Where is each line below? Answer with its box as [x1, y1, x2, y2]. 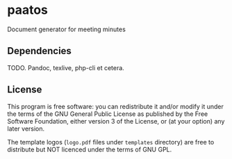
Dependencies [7, 45, 72, 57]
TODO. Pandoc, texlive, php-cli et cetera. [7, 63, 125, 72]
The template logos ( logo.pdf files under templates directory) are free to [7, 137, 215, 146]
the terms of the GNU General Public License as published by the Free [7, 110, 208, 118]
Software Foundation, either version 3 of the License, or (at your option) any [7, 117, 225, 125]
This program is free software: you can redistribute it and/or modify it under [7, 102, 224, 110]
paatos [7, 2, 49, 18]
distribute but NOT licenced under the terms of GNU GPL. [7, 145, 172, 153]
